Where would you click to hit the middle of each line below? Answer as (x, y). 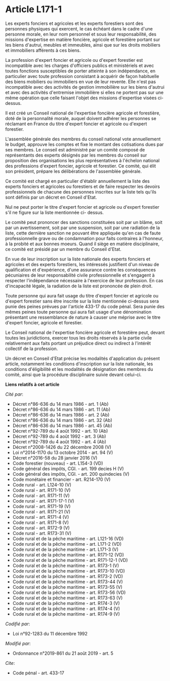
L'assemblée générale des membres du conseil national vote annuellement (83, 139)
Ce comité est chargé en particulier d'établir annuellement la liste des (78, 181)
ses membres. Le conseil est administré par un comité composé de (75, 149)
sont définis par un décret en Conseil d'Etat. (51, 197)
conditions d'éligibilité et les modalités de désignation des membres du (79, 369)
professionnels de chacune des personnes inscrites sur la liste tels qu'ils (81, 192)
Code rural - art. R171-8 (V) (41, 522)
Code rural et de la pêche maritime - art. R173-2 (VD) (68, 576)
